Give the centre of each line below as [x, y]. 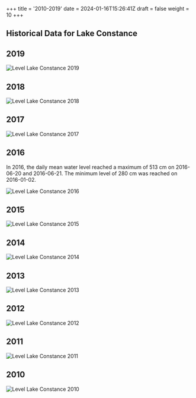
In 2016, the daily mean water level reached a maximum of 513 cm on [90, 167]
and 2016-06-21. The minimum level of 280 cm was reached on [100, 173]
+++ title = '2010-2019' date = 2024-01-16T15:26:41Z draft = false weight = [98, 9]
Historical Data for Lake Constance [72, 34]
